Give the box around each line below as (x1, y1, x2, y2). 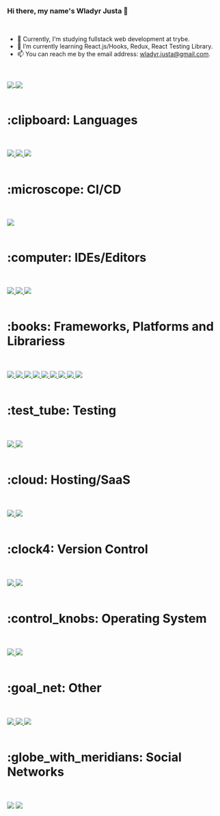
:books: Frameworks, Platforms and (7, 319, 214, 334)
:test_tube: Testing (7, 403, 117, 419)
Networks (7, 764, 65, 780)
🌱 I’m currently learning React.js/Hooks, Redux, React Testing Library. (16, 42, 213, 51)
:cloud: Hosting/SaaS (7, 472, 131, 488)
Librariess (7, 334, 66, 349)
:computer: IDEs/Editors (7, 249, 147, 265)
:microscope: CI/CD (7, 182, 122, 197)
